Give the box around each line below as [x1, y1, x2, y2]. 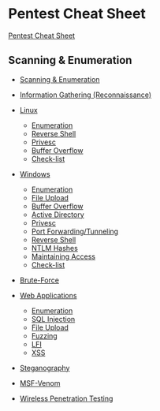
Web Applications [19, 290, 77, 300]
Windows [19, 169, 50, 178]
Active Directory [31, 210, 84, 219]
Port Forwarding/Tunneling [31, 226, 119, 236]
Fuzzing [31, 331, 58, 340]
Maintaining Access [31, 252, 96, 261]
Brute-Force [19, 275, 59, 285]
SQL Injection [31, 314, 76, 323]
